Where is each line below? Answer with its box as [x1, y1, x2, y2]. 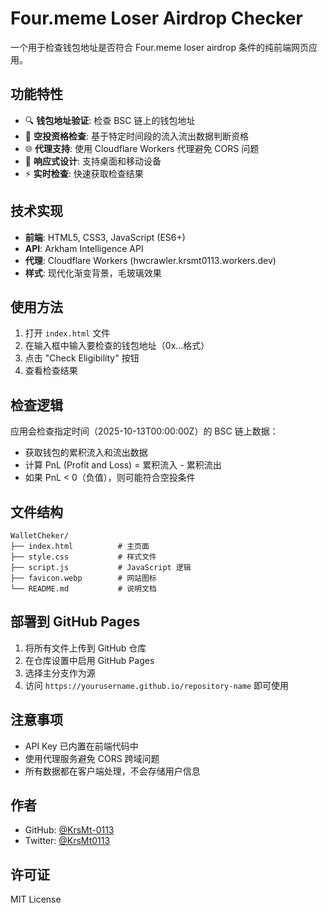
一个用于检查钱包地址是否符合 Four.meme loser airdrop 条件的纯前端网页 [10, 41, 309, 53]
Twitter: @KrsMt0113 [24, 835, 111, 847]
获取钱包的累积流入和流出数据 [24, 447, 148, 459]
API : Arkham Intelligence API [24, 242, 144, 254]
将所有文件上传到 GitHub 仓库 [24, 642, 147, 654]
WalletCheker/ [10, 531, 70, 541]
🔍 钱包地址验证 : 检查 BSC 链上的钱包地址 [24, 114, 196, 126]
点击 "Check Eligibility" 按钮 [24, 352, 140, 364]
